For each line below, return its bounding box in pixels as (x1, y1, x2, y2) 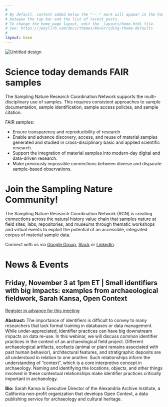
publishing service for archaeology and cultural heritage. (5, 396, 122, 402)
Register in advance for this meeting (5, 308, 80, 314)
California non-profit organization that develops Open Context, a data (5, 391, 148, 397)
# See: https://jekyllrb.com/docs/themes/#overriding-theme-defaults (5, 26, 153, 31)
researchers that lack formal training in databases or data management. (5, 323, 153, 329)
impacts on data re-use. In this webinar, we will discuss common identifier (5, 333, 158, 339)
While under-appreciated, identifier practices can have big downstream (5, 328, 152, 334)
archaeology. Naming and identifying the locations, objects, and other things (5, 365, 163, 371)
